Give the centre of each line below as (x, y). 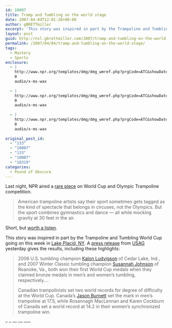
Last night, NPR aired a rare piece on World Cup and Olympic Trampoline (82, 186)
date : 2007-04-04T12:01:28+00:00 (41, 19)
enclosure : (17, 62)
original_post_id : (25, 139)
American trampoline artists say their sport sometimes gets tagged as (91, 202)
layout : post (19, 34)
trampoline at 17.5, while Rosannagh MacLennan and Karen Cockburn (91, 301)
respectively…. (33, 280)
